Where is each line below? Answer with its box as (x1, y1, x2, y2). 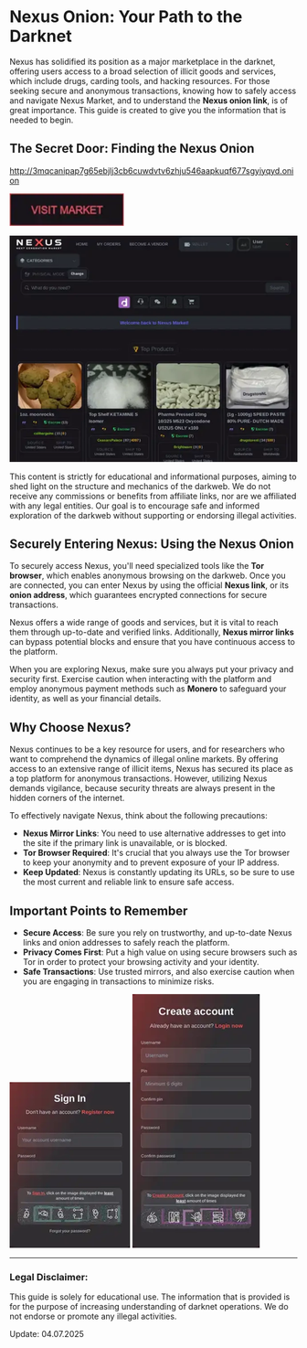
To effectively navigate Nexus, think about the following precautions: (9, 810, 268, 821)
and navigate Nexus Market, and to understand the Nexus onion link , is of (9, 94, 289, 106)
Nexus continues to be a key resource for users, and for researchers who (9, 744, 285, 755)
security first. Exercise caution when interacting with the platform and (9, 674, 272, 685)
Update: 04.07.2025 (9, 1329, 85, 1340)
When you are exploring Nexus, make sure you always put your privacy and (9, 664, 294, 675)
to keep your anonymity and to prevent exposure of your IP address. (22, 857, 281, 868)
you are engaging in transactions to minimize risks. (22, 976, 215, 987)
